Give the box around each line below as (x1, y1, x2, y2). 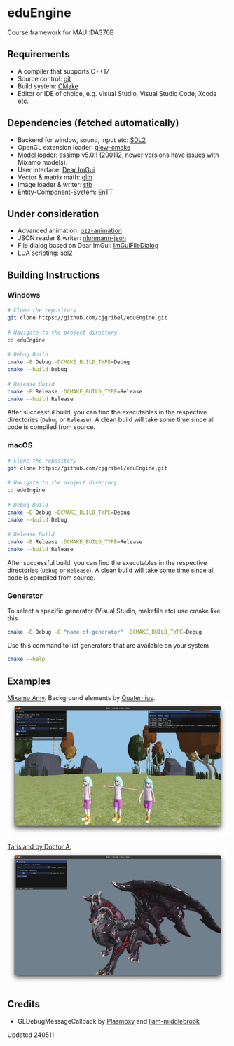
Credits (7, 998, 41, 1010)
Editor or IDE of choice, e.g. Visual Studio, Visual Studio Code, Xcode (17, 89, 217, 97)
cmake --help (7, 656, 46, 663)
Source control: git (17, 74, 71, 83)
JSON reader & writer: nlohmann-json (17, 234, 127, 242)
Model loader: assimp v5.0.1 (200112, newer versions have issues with (17, 151, 219, 159)
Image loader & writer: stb (17, 180, 92, 188)
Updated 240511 (7, 1031, 55, 1039)
